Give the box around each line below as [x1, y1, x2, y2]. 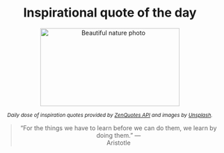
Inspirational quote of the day [23, 5, 197, 21]
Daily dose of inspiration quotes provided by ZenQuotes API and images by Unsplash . [7, 111, 213, 118]
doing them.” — [96, 131, 141, 139]
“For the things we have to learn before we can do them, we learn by [20, 123, 217, 132]
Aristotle [106, 138, 131, 147]
